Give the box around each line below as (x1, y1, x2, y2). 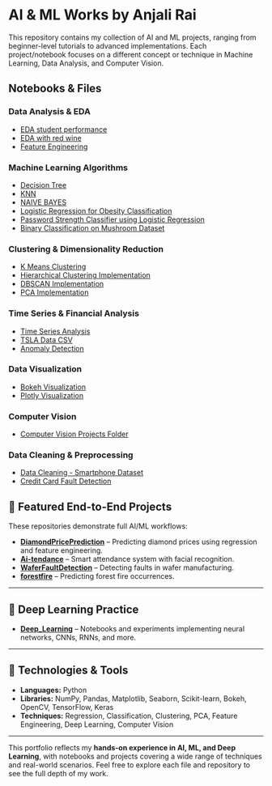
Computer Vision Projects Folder (19, 429, 129, 439)
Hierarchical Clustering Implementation (19, 270, 151, 280)
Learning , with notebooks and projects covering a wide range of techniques (8, 751, 262, 761)
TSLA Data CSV (19, 334, 73, 345)
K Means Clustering (19, 261, 87, 272)
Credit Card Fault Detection (19, 476, 112, 486)
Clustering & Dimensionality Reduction (8, 243, 164, 254)
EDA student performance (19, 124, 108, 134)
